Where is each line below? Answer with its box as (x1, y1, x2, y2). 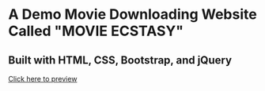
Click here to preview (8, 75, 78, 83)
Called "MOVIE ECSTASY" (8, 22, 184, 40)
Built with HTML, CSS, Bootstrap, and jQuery (8, 53, 232, 67)
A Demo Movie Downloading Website (8, 5, 257, 24)
